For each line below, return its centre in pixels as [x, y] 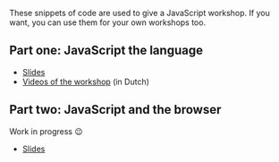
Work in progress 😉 [46, 131]
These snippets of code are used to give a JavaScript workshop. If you [139, 13]
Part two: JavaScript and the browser [115, 110]
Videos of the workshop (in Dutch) [86, 81]
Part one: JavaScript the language [106, 51]
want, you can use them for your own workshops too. [108, 22]
